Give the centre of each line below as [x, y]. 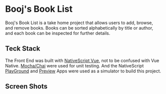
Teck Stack [23, 48]
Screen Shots [27, 86]
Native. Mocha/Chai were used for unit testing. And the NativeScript [74, 65]
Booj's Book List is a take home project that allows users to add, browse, [79, 23]
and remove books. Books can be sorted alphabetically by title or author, [79, 28]
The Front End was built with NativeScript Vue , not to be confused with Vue [82, 61]
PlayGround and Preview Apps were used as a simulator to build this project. [83, 71]
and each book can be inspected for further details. [58, 33]
